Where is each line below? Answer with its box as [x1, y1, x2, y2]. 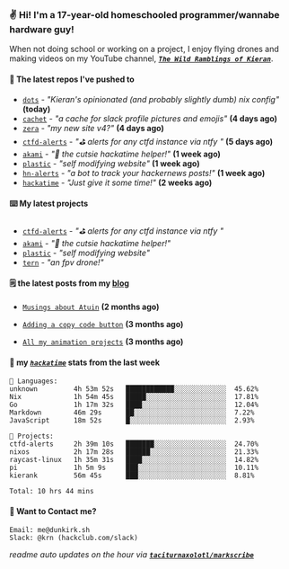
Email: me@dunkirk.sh [9, 526, 91, 535]
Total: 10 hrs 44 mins [9, 487, 94, 496]
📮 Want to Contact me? [9, 505, 97, 516]
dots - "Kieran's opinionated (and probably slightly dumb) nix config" [22, 93, 280, 104]
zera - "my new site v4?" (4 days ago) [22, 122, 164, 133]
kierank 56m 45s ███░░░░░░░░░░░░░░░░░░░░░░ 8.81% [9, 471, 255, 480]
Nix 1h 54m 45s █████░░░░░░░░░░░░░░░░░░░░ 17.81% [9, 393, 258, 402]
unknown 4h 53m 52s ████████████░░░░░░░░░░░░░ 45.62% [9, 385, 258, 394]
